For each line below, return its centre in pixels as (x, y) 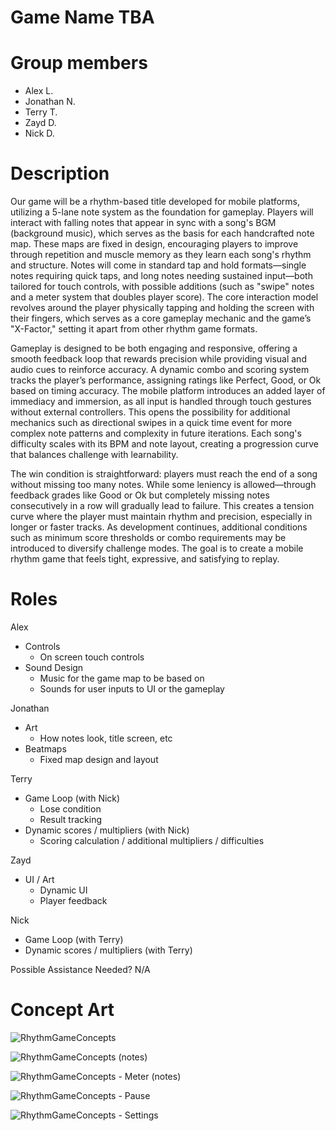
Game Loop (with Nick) (72, 798)
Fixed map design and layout (99, 759)
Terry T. (41, 112)
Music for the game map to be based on (122, 678)
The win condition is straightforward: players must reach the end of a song (164, 474)
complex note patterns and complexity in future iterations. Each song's (156, 433)
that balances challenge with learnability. (94, 455)
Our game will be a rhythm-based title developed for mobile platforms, (155, 202)
